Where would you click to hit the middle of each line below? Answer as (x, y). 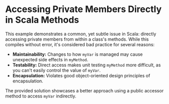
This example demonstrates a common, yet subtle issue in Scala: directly (81, 34)
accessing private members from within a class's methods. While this (77, 39)
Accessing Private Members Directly (83, 9)
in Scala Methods (42, 20)
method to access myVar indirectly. (41, 96)
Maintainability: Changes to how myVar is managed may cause (77, 54)
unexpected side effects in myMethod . (50, 59)
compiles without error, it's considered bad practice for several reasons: (80, 44)
